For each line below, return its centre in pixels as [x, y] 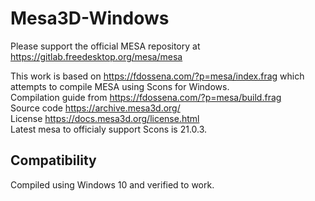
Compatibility [53, 160]
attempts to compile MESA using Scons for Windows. [120, 86]
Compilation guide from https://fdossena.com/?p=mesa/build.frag [146, 97]
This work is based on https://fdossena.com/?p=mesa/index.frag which [157, 76]
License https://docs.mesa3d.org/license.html [105, 118]
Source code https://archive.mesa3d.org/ [95, 108]
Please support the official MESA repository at [105, 46]
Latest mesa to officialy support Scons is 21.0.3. [109, 129]
